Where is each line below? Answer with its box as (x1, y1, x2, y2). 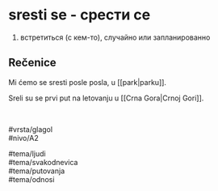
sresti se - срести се (8, 6, 151, 24)
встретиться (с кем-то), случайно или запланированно (19, 32, 211, 42)
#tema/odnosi (8, 174, 55, 184)
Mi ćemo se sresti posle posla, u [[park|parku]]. (8, 77, 167, 87)
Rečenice (8, 56, 57, 70)
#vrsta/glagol (8, 124, 53, 134)
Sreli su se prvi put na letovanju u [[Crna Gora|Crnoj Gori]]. (8, 93, 204, 103)
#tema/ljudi (8, 148, 46, 159)
